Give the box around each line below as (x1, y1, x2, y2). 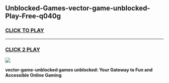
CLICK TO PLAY (5, 27, 44, 34)
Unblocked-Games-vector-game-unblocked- (5, 4, 150, 13)
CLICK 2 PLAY (5, 46, 40, 53)
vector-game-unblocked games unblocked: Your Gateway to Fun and (5, 66, 153, 72)
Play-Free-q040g (5, 12, 61, 21)
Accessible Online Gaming (5, 72, 62, 78)
